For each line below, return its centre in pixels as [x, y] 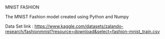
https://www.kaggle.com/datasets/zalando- [79, 26]
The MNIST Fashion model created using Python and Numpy [67, 17]
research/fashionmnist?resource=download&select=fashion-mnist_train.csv [82, 31]
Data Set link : [19, 26]
